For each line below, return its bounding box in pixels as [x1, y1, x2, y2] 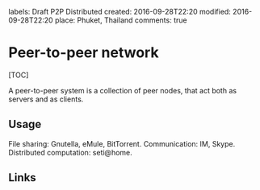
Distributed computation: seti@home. [8, 147, 133, 157]
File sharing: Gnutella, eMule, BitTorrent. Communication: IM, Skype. [8, 138, 236, 148]
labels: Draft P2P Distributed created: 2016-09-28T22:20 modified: [8, 7, 232, 16]
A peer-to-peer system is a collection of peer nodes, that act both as [8, 85, 237, 95]
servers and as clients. [8, 94, 84, 104]
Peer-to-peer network [8, 43, 159, 62]
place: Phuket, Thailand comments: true [55, 15, 187, 25]
